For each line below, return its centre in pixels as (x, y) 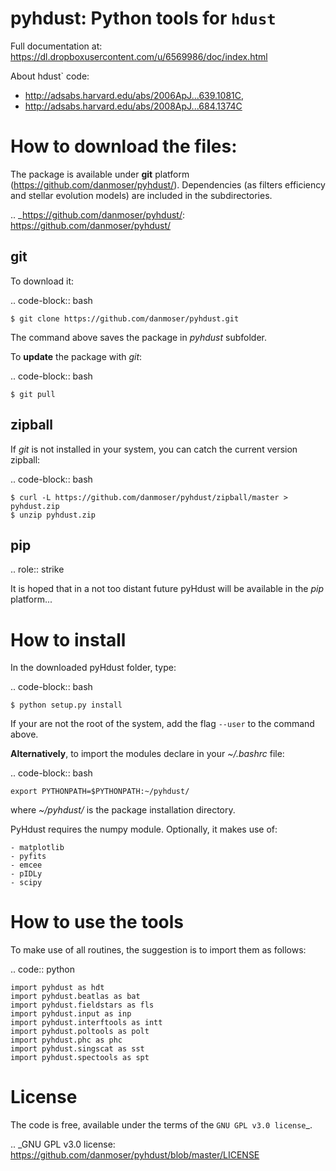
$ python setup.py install (66, 705)
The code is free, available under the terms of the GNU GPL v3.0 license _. (161, 1125)
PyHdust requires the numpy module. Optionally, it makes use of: (144, 829)
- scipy (26, 883)
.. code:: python (43, 969)
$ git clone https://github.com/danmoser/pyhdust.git (125, 318)
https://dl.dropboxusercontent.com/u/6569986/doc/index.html (139, 56)
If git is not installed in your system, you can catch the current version (154, 449)
